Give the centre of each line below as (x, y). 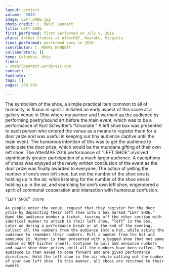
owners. (13, 265)
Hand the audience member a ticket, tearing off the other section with (83, 217)
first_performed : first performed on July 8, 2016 (60, 33)
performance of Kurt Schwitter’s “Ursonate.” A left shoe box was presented (83, 125)
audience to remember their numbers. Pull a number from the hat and (80, 235)
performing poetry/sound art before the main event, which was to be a (78, 120)
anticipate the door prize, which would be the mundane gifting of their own (83, 147)
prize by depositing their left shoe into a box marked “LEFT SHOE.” (80, 212)
